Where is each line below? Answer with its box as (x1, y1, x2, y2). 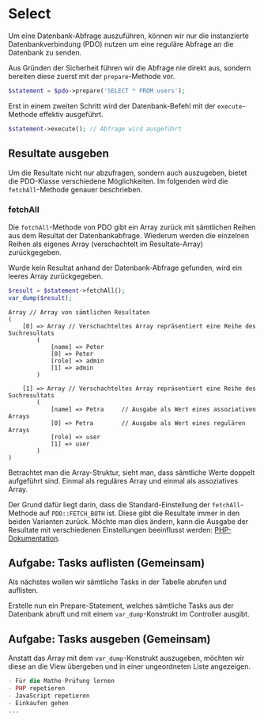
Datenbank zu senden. (8, 47, 82, 57)
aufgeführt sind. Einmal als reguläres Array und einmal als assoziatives (8, 476, 239, 485)
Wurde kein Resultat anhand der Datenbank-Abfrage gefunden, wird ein (8, 263, 243, 272)
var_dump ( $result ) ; (8, 294, 73, 302)
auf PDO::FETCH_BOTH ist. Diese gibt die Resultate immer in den (39, 508, 240, 518)
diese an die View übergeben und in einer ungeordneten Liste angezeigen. (8, 662, 251, 671)
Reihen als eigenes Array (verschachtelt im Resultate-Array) (8, 239, 204, 249)
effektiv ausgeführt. (39, 109, 104, 119)
